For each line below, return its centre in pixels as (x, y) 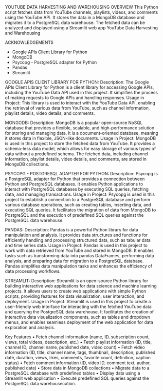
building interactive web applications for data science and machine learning (81, 286)
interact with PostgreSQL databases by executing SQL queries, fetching (77, 189)
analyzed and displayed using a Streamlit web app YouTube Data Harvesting (81, 28)
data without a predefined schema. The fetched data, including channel (77, 154)
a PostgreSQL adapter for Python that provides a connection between (75, 179)
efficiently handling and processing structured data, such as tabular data (78, 240)
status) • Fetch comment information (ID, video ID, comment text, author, (78, 363)
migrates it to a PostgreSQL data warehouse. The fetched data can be (75, 22)
